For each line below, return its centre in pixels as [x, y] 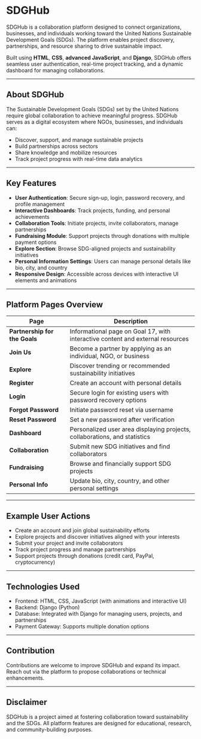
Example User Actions [48, 516]
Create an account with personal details [126, 383]
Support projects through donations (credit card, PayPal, [84, 556]
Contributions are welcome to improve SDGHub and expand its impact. [93, 665]
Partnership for [31, 331]
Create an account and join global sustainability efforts [82, 530]
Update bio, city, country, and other [120, 481]
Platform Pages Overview [55, 305]
